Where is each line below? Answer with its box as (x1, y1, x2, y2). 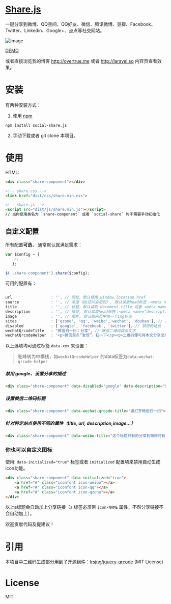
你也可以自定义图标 (5, 446, 52, 453)
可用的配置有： (5, 280, 37, 286)
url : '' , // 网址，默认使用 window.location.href (5, 295, 146, 300)
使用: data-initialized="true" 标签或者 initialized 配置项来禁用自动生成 (5, 459, 161, 465)
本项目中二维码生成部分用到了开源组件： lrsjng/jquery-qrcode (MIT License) (5, 559, 164, 565)
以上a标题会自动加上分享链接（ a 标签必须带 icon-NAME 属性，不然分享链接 (5, 504, 159, 510)
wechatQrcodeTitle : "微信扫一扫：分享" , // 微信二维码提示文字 (5, 328, 136, 333)
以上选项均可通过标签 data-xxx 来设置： (5, 343, 89, 349)
